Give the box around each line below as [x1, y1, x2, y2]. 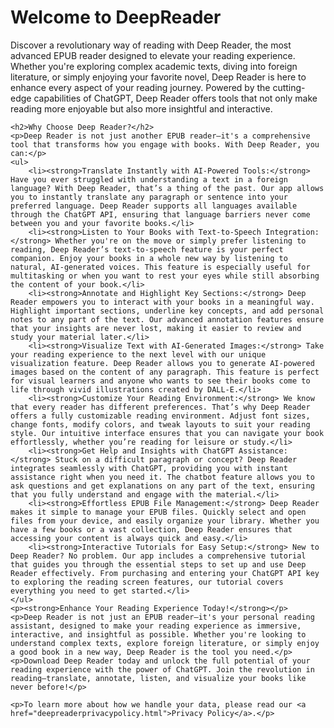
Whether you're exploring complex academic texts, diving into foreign [10, 60, 298, 72]
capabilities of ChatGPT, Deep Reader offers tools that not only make [33, 92, 318, 104]
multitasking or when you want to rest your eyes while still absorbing [10, 271, 320, 281]
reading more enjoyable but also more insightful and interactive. [10, 102, 273, 115]
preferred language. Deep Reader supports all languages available [10, 201, 298, 211]
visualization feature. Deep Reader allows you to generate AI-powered [10, 358, 315, 368]
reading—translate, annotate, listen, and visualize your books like [10, 673, 307, 683]
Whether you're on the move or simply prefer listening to [54, 236, 307, 246]
